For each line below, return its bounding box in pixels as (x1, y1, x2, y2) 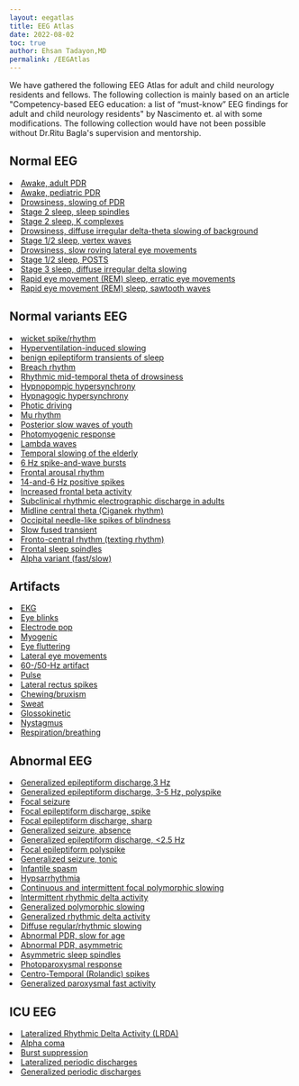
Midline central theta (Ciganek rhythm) (21, 505, 164, 516)
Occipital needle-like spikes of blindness (21, 514, 171, 525)
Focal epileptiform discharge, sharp (21, 816, 153, 827)
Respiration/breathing (21, 727, 102, 738)
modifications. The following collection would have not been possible (9, 118, 267, 129)
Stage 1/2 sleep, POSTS (21, 254, 109, 265)
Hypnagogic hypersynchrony (21, 390, 129, 401)
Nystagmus (21, 718, 63, 729)
